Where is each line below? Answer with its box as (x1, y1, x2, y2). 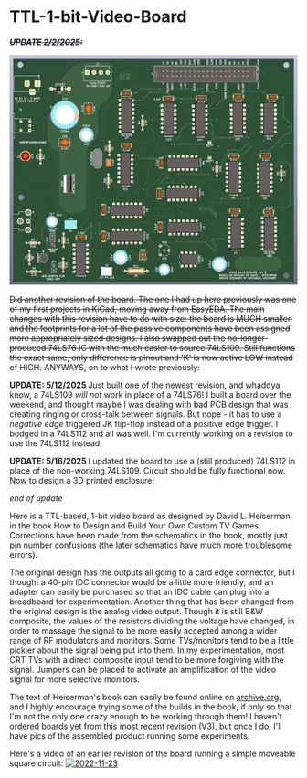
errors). (9, 549, 38, 560)
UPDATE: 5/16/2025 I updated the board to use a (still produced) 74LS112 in (9, 455, 296, 467)
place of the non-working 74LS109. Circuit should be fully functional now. (9, 465, 286, 476)
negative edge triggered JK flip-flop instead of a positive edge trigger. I (9, 419, 279, 430)
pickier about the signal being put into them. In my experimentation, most (9, 645, 285, 655)
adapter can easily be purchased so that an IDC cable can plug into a (9, 587, 270, 598)
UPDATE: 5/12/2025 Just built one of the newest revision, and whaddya (9, 379, 281, 390)
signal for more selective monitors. (9, 674, 140, 685)
